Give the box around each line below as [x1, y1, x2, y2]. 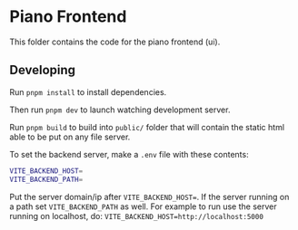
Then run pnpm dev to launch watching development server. [9, 104, 231, 115]
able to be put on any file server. [9, 131, 131, 142]
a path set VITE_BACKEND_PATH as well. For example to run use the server [9, 201, 277, 212]
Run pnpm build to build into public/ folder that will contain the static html [9, 121, 284, 132]
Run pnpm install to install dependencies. [9, 86, 167, 97]
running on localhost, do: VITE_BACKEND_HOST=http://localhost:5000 [9, 210, 263, 221]
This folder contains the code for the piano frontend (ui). [9, 36, 221, 47]
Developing [9, 62, 75, 78]
